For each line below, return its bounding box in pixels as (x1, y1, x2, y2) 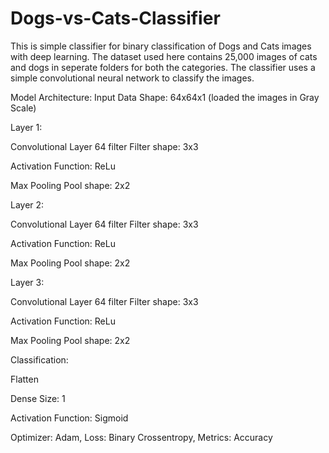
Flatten (10, 373, 39, 385)
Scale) (10, 102, 37, 114)
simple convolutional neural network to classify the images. (10, 72, 255, 84)
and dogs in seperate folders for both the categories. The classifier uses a (10, 61, 316, 73)
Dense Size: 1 (10, 392, 66, 404)
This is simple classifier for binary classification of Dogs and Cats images (10, 40, 312, 52)
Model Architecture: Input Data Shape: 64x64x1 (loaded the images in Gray (10, 91, 320, 103)
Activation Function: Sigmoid (10, 412, 129, 424)
